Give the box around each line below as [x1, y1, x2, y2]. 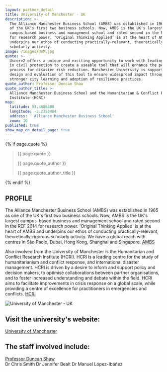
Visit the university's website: [5, 315, 100, 323]
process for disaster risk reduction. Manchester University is [9, 68, 146, 73]
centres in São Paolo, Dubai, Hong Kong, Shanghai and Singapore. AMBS [5, 239, 155, 245]
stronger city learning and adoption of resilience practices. [9, 77, 143, 82]
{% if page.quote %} [5, 141, 48, 147]
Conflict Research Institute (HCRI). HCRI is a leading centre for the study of [5, 254, 159, 260]
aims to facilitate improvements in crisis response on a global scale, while [5, 280, 156, 286]
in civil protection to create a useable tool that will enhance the [9, 63, 157, 68]
